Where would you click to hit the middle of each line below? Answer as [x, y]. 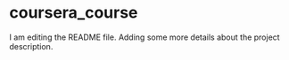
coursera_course [74, 13]
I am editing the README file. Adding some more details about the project [144, 37]
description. [31, 46]
